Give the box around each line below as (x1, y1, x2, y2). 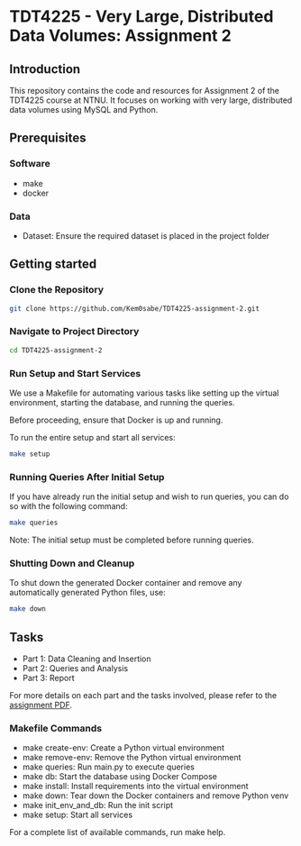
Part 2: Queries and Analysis (22, 663, 129, 674)
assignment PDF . (9, 700, 72, 711)
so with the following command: (9, 501, 128, 512)
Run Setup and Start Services (9, 367, 141, 379)
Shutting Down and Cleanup (9, 557, 135, 569)
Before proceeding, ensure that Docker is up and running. (9, 414, 223, 425)
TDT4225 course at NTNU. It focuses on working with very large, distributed (9, 95, 293, 105)
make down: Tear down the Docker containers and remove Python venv (22, 790, 289, 801)
